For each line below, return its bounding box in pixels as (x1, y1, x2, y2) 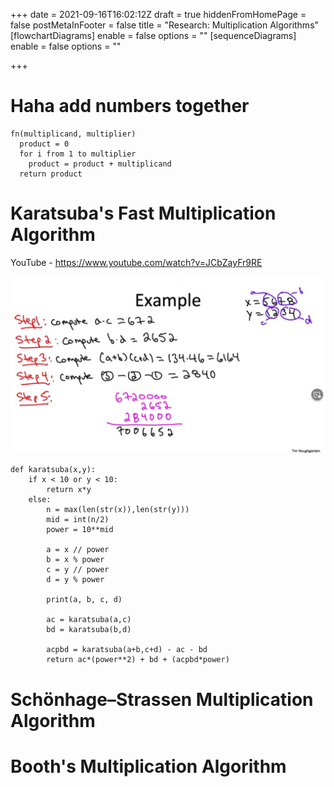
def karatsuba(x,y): (10, 465, 97, 475)
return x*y (46, 485, 92, 495)
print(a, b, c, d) (46, 595, 123, 605)
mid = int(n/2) (46, 515, 110, 525)
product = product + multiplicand (28, 159, 172, 169)
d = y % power (46, 575, 105, 585)
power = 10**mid (46, 525, 114, 535)
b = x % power (46, 555, 105, 565)
